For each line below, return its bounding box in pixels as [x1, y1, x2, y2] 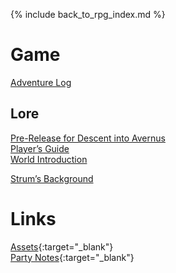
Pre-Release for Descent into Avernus [10, 132, 166, 144]
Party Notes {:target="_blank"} [10, 251, 135, 263]
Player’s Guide [10, 142, 70, 154]
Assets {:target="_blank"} [10, 240, 114, 253]
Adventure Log [10, 76, 72, 88]
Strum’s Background [10, 172, 94, 184]
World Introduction [10, 153, 88, 165]
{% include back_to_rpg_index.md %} [10, 9, 166, 20]
